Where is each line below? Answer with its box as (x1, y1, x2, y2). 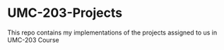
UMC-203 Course (7, 35, 59, 44)
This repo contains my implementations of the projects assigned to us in (7, 28, 218, 37)
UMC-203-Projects (7, 5, 122, 21)
